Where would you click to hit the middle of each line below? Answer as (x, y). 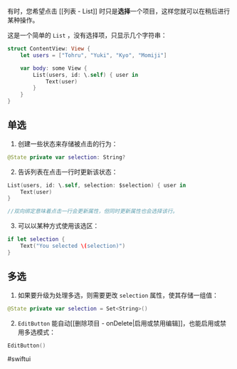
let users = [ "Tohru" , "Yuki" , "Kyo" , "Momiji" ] (94, 55)
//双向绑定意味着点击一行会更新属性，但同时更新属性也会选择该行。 (93, 212)
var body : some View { (54, 68)
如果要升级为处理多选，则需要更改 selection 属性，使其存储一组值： (118, 295)
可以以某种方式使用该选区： (58, 226)
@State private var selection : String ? (67, 157)
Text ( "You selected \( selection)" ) (73, 246)
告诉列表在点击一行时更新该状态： (68, 172)
